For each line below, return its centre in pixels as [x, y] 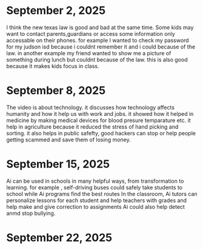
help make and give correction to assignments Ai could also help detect [95, 206]
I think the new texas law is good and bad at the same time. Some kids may [100, 27]
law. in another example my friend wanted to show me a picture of [89, 53]
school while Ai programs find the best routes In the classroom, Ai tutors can [102, 194]
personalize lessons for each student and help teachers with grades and [96, 200]
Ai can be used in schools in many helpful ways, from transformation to [95, 181]
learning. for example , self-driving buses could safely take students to [95, 187]
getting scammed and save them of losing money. [69, 140]
